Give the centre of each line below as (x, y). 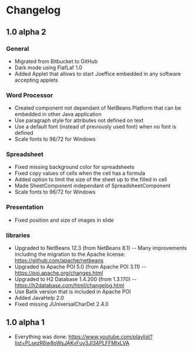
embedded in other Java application (58, 114)
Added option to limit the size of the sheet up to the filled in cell (91, 180)
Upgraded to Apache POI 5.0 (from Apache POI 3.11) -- (80, 267)
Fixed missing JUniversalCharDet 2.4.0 (62, 304)
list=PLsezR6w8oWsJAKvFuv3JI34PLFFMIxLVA (72, 343)
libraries (18, 235)
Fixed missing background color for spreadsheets (74, 167)
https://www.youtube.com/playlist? (111, 336)
